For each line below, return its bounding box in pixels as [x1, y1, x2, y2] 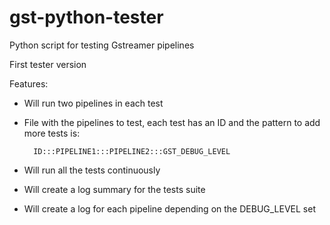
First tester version [9, 58, 87, 70]
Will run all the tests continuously [23, 164, 161, 176]
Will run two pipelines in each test [23, 97, 164, 109]
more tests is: [23, 127, 81, 139]
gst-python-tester [9, 6, 164, 29]
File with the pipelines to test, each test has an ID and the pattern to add [23, 116, 321, 128]
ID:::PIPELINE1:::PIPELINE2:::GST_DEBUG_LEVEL [33, 146, 231, 156]
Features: [9, 77, 49, 90]
